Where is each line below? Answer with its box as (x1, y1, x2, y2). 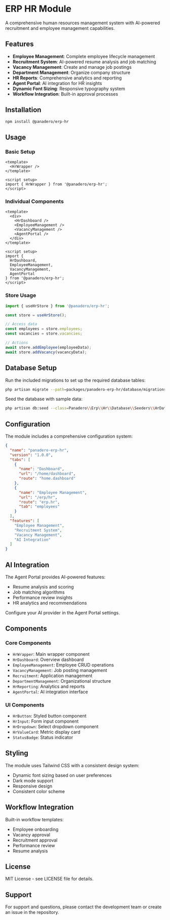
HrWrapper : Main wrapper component (12, 651, 90, 657)
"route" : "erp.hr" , (18, 499, 60, 505)
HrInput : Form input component (12, 718, 79, 724)
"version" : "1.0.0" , (10, 452, 53, 457)
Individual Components (5, 198, 64, 205)
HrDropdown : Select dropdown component (12, 724, 99, 730)
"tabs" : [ (10, 457, 30, 462)
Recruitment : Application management (12, 673, 93, 679)
